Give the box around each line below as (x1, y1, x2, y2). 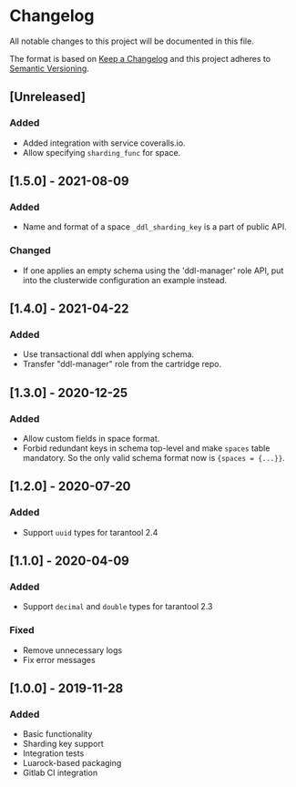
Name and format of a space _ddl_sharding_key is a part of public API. (22, 221, 287, 232)
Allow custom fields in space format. (22, 433, 160, 444)
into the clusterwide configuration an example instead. (22, 274, 228, 285)
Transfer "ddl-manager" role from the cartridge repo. (22, 359, 222, 370)
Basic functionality (22, 729, 93, 740)
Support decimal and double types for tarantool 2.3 (22, 601, 213, 612)
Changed (9, 244, 52, 257)
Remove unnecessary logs (22, 644, 123, 656)
